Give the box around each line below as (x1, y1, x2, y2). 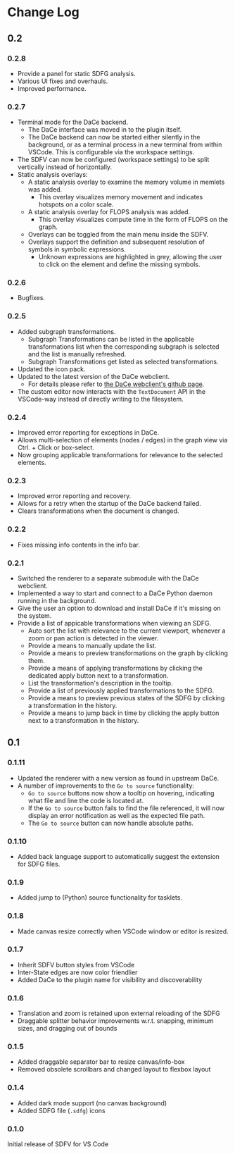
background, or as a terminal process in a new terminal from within (27, 140, 222, 149)
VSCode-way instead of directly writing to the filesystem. (17, 395, 184, 403)
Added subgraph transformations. (17, 327, 116, 335)
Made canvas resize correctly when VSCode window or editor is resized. (17, 927, 229, 936)
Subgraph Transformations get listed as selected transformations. (27, 357, 219, 366)
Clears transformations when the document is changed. (17, 507, 179, 515)
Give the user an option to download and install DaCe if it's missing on (17, 604, 221, 612)
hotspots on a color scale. (38, 200, 114, 209)
